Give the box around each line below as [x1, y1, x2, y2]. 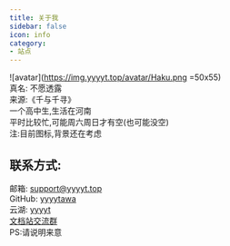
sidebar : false [9, 22, 67, 31]
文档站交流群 [9, 215, 57, 226]
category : [9, 38, 47, 48]
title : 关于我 [9, 13, 59, 23]
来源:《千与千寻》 [9, 94, 76, 105]
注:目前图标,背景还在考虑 [9, 128, 103, 139]
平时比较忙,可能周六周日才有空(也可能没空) [9, 117, 170, 128]
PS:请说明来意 [9, 226, 62, 237]
